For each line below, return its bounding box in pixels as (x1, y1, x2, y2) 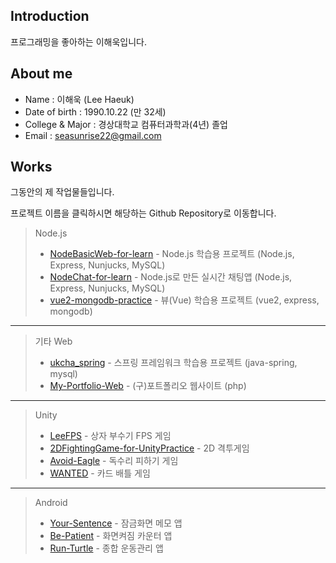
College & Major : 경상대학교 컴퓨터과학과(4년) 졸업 (24, 118, 228, 130)
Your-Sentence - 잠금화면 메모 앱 (49, 517, 183, 529)
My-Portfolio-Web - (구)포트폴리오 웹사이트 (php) (49, 380, 247, 392)
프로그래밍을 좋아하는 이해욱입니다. (10, 35, 147, 48)
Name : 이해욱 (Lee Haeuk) (24, 93, 135, 105)
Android (34, 497, 68, 509)
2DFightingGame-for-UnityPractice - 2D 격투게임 (49, 442, 250, 454)
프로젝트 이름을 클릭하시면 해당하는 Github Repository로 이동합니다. (10, 207, 277, 219)
